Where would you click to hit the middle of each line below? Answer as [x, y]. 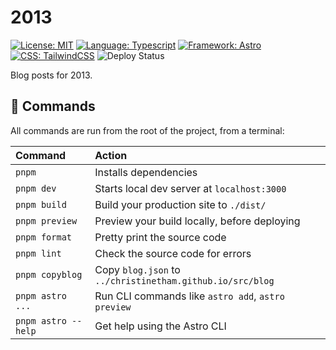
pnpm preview [46, 220]
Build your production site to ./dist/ [180, 204]
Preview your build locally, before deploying [197, 221]
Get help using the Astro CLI [160, 326]
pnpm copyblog [49, 274]
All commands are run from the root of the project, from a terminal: [147, 130]
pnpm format [44, 237]
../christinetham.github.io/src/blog [184, 280]
